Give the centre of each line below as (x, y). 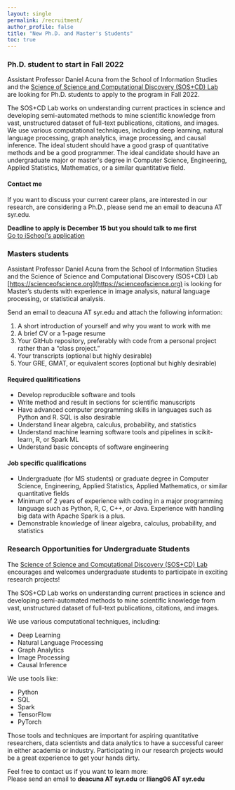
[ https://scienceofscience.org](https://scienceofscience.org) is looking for (115, 283)
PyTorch (29, 722)
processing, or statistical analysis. (56, 298)
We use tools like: (33, 678)
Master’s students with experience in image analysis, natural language (109, 291)
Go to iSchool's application (46, 235)
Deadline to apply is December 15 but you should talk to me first (102, 228)
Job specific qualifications (47, 463)
